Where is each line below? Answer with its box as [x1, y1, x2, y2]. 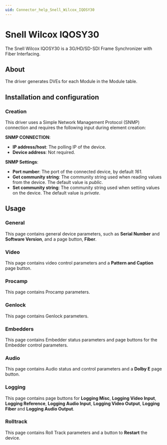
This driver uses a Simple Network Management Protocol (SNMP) [5, 119, 140, 125]
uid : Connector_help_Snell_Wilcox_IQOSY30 [5, 7, 95, 12]
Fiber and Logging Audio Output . [5, 405, 75, 411]
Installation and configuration [5, 93, 99, 101]
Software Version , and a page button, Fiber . [5, 236, 97, 242]
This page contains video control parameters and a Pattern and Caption [5, 260, 154, 266]
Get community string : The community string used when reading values [12, 174, 162, 180]
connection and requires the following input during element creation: [5, 124, 146, 130]
